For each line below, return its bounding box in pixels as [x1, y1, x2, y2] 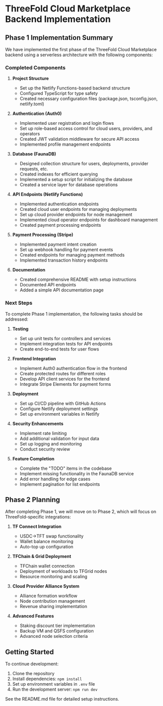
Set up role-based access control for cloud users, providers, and [19, 125, 153, 132]
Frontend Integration [12, 355, 56, 361]
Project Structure [12, 76, 49, 82]
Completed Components [5, 64, 66, 71]
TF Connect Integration [12, 524, 62, 529]
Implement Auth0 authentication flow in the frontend [19, 365, 127, 371]
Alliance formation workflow [19, 593, 78, 599]
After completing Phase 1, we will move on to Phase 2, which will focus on [5, 509, 157, 515]
